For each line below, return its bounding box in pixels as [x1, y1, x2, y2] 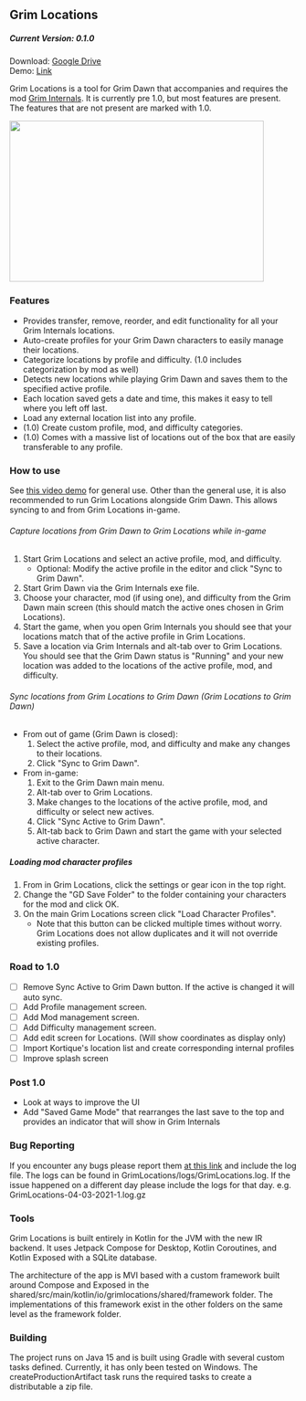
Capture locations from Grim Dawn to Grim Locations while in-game [9, 525, 267, 536]
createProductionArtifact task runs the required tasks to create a [9, 1372, 253, 1383]
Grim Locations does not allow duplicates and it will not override [36, 928, 279, 939]
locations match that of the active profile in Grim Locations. [22, 631, 247, 642]
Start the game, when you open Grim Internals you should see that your [22, 621, 292, 633]
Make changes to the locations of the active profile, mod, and [36, 796, 268, 807]
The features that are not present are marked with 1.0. [9, 102, 212, 113]
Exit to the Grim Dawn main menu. [36, 777, 165, 788]
